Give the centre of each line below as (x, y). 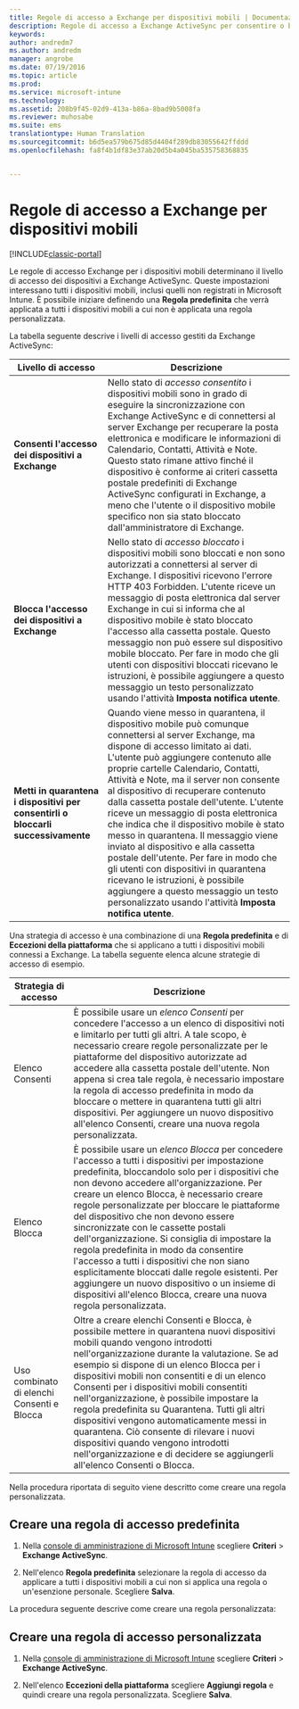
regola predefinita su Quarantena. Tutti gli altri (169, 1409)
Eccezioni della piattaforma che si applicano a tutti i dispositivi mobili (137, 945)
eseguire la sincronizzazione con (176, 404)
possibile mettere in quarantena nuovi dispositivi (174, 1331)
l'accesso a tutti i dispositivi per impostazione (169, 1160)
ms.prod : (25, 84)
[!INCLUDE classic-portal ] (56, 253)
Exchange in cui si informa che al (176, 609)
